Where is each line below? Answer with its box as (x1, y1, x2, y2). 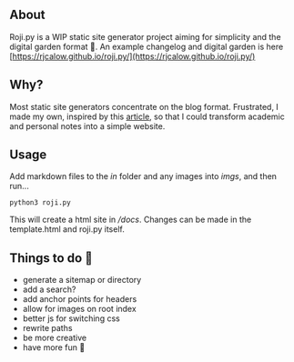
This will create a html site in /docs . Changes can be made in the (9, 214, 252, 226)
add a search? (22, 284, 76, 295)
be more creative (22, 332, 87, 344)
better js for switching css (22, 313, 120, 324)
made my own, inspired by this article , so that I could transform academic (9, 111, 285, 122)
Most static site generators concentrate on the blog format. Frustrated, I (9, 101, 279, 112)
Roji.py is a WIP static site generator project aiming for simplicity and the (9, 31, 281, 42)
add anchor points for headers (22, 294, 137, 305)
